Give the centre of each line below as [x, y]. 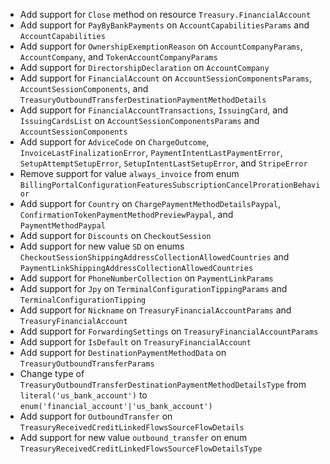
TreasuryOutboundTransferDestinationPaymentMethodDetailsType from [163, 384]
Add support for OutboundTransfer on [96, 416]
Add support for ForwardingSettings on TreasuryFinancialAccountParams [169, 331]
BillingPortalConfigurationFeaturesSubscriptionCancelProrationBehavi [170, 185]
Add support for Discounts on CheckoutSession [115, 235]
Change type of [52, 373]
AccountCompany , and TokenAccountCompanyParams [118, 57]
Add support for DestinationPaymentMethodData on [123, 352]
